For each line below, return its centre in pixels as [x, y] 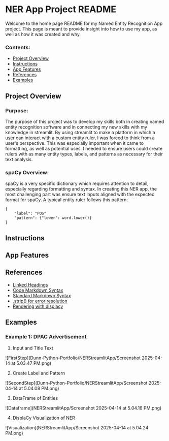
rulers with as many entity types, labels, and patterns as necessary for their [84, 154]
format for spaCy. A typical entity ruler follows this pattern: [67, 200]
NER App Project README [61, 9]
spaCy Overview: [27, 172]
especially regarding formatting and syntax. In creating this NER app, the [81, 189]
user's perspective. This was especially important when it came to [74, 143]
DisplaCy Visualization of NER [44, 418]
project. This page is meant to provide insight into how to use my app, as [81, 28]
